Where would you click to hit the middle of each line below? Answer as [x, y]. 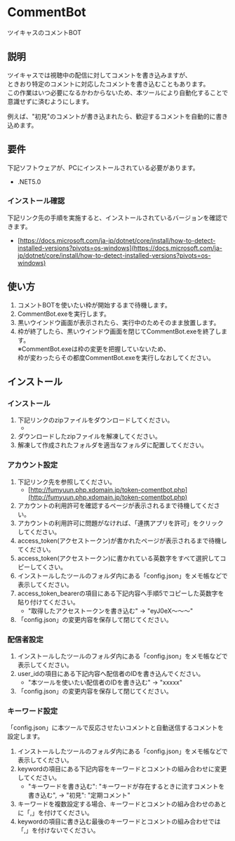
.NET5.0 [29, 181]
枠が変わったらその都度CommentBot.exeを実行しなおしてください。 [116, 357]
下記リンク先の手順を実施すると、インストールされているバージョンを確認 [115, 218]
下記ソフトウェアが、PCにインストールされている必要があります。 [103, 167]
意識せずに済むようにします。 [50, 101]
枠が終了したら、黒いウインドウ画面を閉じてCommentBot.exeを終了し [119, 331]
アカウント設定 [33, 465]
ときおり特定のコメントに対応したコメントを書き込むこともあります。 [108, 84]
